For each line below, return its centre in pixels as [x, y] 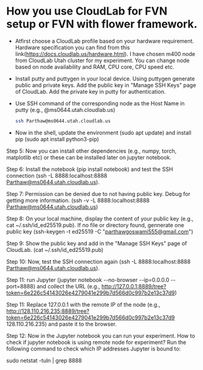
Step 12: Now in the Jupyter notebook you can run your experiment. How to [101, 335]
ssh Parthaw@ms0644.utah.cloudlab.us [63, 121]
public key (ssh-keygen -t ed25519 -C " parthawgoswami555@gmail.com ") [100, 231]
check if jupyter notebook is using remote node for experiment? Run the [96, 342]
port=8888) [21, 286]
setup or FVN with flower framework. [102, 24]
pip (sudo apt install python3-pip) [57, 139]
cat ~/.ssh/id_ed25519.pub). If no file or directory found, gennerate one [95, 225]
